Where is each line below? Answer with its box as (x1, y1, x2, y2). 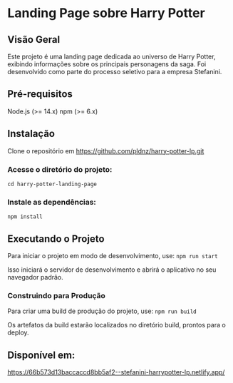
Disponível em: (7, 349, 76, 361)
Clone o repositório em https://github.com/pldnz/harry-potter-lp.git (7, 146, 204, 155)
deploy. (7, 328, 30, 337)
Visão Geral (7, 34, 61, 46)
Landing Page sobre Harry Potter (7, 5, 205, 21)
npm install (7, 213, 43, 220)
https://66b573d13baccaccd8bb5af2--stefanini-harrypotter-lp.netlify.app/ (7, 368, 225, 377)
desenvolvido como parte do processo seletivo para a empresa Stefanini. (7, 68, 222, 76)
